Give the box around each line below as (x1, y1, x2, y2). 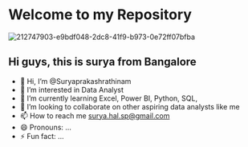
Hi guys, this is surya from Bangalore (8, 55, 197, 69)
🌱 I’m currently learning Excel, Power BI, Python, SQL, (19, 93, 198, 103)
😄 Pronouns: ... (19, 122, 72, 132)
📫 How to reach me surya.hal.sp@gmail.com (19, 110, 170, 121)
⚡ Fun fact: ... (19, 131, 64, 141)
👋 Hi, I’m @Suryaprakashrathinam (19, 76, 132, 85)
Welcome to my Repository (8, 6, 193, 24)
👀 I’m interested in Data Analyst (19, 85, 124, 94)
